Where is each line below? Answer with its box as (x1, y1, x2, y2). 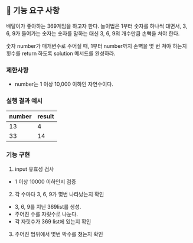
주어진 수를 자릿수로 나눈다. (14, 210, 78, 218)
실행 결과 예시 (6, 97, 43, 105)
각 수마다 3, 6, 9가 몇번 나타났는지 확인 (14, 190, 104, 197)
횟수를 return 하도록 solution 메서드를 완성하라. (6, 50, 116, 57)
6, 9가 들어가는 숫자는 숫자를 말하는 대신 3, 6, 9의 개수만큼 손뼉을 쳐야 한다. (6, 30, 180, 37)
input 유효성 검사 (14, 165, 54, 173)
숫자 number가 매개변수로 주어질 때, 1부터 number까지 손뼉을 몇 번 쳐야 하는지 (6, 42, 187, 49)
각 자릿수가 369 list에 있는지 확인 (14, 218, 91, 225)
